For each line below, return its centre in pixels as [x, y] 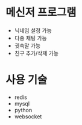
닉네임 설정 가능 [33, 30]
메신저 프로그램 [41, 12]
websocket [28, 117]
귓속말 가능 [27, 46]
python [23, 110]
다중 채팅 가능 [30, 38]
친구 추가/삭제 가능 [36, 53]
